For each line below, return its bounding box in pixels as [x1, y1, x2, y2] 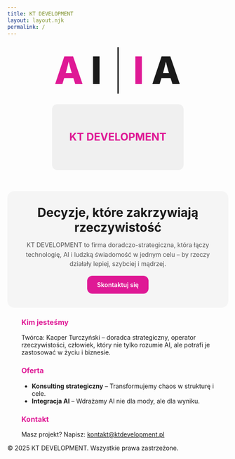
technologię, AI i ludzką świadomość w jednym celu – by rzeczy [25, 250, 210, 258]
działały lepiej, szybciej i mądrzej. [69, 260, 167, 268]
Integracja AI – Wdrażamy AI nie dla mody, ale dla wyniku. [31, 397, 200, 405]
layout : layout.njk [7, 17, 65, 24]
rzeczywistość [74, 219, 162, 235]
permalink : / [7, 23, 46, 30]
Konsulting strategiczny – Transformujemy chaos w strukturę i [31, 382, 214, 390]
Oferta [21, 366, 44, 375]
